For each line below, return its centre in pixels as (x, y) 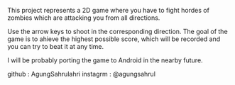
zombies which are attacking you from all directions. (84, 18)
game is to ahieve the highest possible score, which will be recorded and (114, 39)
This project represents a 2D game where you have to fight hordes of (108, 10)
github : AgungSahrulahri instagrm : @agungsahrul (82, 74)
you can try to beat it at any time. (56, 46)
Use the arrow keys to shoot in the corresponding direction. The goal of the (118, 32)
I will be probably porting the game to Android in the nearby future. (105, 60)
